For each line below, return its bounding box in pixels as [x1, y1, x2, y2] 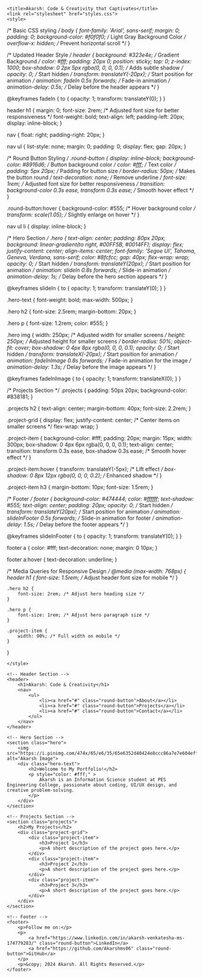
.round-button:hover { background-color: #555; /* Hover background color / [7, 205, 196, 212]
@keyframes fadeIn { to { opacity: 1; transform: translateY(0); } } [7, 95, 166, 102]
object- [173, 338, 192, 345]
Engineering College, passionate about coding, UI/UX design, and [7, 782, 177, 788]
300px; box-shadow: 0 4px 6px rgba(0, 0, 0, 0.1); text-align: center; [7, 441, 174, 448]
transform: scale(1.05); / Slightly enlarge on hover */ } [7, 211, 140, 218]
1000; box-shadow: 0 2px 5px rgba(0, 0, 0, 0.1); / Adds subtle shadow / [7, 64, 184, 71]
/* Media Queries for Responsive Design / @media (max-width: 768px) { [7, 567, 186, 575]
